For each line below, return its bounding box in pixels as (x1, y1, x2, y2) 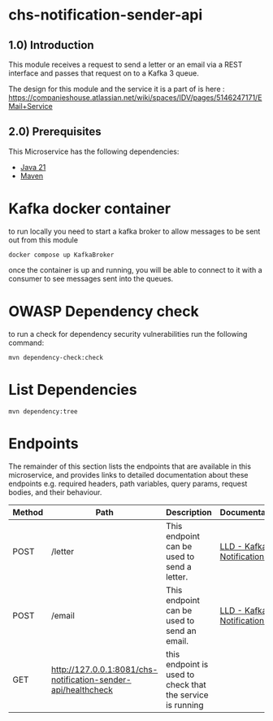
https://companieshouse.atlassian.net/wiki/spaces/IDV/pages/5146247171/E (8, 93, 262, 103)
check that (165, 679, 206, 690)
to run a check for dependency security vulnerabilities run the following (8, 329, 248, 339)
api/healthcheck (51, 684, 114, 695)
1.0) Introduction (8, 38, 95, 52)
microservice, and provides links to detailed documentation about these (8, 470, 249, 479)
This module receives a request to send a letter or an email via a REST (8, 59, 243, 69)
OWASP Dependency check (8, 302, 199, 321)
